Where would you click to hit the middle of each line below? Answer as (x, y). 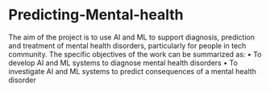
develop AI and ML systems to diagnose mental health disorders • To (123, 63)
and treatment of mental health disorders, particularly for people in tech (127, 45)
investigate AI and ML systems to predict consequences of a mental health (132, 71)
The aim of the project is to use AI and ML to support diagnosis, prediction (132, 37)
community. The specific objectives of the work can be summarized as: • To (135, 54)
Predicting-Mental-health (96, 15)
